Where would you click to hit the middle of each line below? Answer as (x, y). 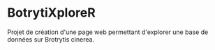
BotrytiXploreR (51, 13)
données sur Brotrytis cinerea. (51, 39)
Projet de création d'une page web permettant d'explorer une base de (108, 32)
